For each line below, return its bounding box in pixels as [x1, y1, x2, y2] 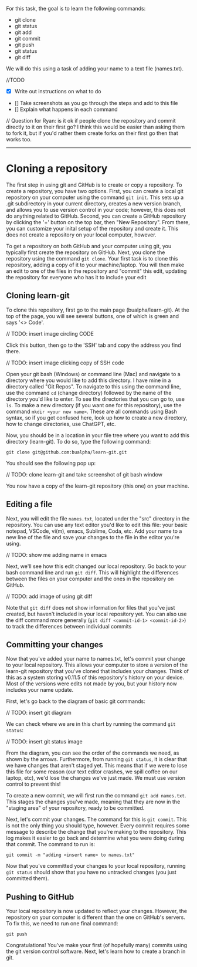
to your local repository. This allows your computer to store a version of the [6, 661, 188, 668]
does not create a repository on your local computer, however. [6, 231, 157, 238]
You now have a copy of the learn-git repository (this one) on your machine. [6, 482, 189, 489]
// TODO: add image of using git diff [6, 593, 93, 600]
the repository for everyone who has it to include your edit [6, 274, 147, 280]
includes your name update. [6, 687, 74, 694]
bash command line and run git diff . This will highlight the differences [6, 569, 179, 576]
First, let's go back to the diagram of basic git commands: [6, 698, 145, 705]
